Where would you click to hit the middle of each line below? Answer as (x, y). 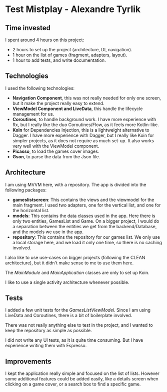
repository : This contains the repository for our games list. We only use (86, 237)
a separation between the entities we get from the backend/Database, (84, 226)
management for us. (33, 114)
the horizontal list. (31, 210)
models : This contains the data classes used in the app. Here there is (84, 216)
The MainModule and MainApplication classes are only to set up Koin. (77, 272)
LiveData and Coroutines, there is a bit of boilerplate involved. (69, 316)
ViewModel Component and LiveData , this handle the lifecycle (77, 109)
